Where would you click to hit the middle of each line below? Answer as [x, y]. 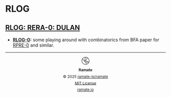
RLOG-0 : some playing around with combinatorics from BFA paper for [86, 40]
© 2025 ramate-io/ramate [85, 77]
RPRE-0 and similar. [33, 45]
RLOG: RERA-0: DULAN [43, 28]
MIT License [85, 83]
